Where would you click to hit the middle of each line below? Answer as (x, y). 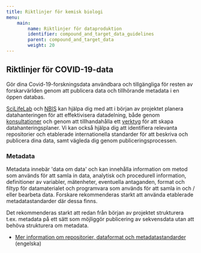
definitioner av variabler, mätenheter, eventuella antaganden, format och (95, 181)
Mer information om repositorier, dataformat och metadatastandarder (100, 237)
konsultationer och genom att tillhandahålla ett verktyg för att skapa (90, 121)
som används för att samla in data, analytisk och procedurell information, (96, 175)
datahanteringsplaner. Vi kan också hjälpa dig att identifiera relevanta (92, 127)
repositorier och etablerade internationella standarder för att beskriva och (97, 134)
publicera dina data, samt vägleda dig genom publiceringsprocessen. (92, 140)
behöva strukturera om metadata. (47, 225)
